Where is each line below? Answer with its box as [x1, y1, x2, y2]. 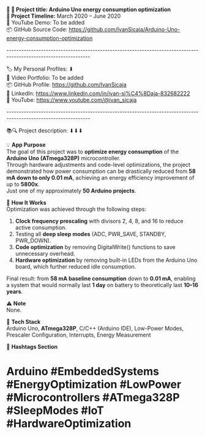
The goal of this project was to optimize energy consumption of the [6, 148, 179, 155]
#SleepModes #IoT [6, 403, 104, 418]
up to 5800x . [6, 181, 40, 188]
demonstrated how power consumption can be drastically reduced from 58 [6, 167, 196, 175]
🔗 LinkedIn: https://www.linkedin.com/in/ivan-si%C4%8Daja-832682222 [6, 90, 190, 97]
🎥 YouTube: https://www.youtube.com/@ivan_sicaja [6, 96, 137, 104]
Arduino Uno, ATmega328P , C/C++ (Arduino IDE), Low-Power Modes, [6, 325, 184, 332]
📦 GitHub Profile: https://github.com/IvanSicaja [6, 81, 127, 88]
